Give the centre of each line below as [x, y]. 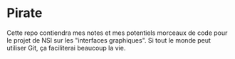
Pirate [25, 13]
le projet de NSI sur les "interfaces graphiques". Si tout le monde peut [109, 40]
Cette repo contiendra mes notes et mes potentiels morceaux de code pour [117, 33]
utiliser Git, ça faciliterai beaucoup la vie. [66, 48]
